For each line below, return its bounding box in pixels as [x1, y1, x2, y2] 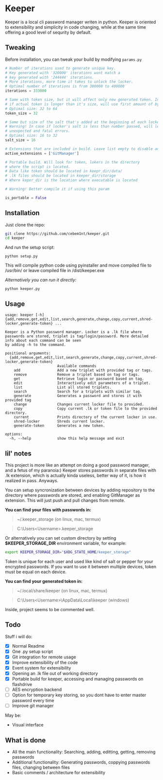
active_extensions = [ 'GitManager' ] [5, 151, 79, 156]
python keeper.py [5, 287, 40, 291]
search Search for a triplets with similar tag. [14, 389, 142, 394]
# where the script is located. [5, 164, 70, 169]
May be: [5, 712, 21, 718]
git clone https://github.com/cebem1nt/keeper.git [5, 231, 110, 236]
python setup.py [5, 254, 38, 259]
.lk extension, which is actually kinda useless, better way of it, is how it [5, 472, 147, 478]
